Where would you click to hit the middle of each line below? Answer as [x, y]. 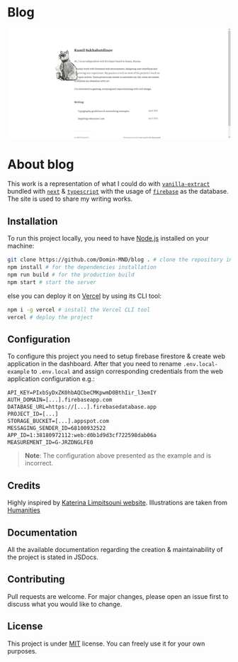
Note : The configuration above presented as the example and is [118, 456]
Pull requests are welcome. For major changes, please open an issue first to [118, 596]
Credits [24, 486]
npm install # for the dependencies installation [82, 267]
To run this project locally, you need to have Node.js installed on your [108, 238]
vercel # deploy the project [50, 317]
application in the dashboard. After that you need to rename [95, 364]
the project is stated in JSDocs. [53, 557]
